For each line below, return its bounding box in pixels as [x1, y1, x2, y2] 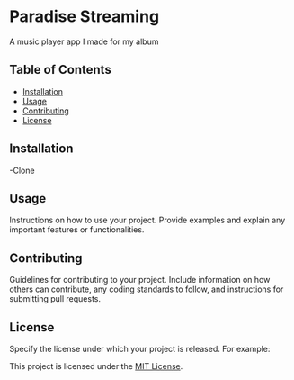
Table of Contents [9, 62, 112, 77]
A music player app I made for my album [9, 36, 159, 47]
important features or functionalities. [9, 224, 145, 235]
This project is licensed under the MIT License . [9, 361, 183, 371]
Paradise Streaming [9, 6, 160, 27]
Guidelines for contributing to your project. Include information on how [9, 275, 271, 285]
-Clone [9, 165, 35, 176]
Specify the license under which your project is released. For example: [9, 344, 271, 354]
